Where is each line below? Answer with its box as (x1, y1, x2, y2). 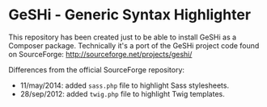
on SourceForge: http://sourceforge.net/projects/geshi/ (8, 49, 193, 59)
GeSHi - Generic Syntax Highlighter (8, 6, 252, 24)
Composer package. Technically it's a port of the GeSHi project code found (8, 40, 260, 50)
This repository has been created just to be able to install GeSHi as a (8, 32, 237, 42)
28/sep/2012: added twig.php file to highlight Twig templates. (19, 88, 225, 98)
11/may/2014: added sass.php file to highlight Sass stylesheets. (19, 80, 229, 90)
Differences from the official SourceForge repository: (8, 64, 184, 74)
